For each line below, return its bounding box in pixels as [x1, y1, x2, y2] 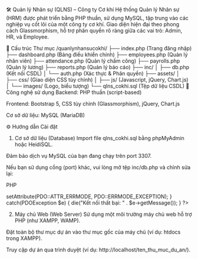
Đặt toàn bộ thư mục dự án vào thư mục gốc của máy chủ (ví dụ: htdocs [6, 228, 181, 235]
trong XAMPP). [6, 235, 42, 242]
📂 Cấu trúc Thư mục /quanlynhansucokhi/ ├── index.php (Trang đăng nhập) [6, 45, 192, 51]
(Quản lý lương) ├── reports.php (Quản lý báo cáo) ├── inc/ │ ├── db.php [6, 64, 190, 70]
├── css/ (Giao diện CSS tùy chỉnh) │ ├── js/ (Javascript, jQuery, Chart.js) [6, 76, 189, 83]
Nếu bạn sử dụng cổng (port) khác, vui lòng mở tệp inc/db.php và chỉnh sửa [6, 164, 191, 171]
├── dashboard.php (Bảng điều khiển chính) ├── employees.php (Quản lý [6, 51, 188, 58]
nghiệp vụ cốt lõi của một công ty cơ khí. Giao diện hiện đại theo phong [6, 21, 180, 28]
